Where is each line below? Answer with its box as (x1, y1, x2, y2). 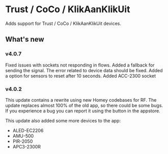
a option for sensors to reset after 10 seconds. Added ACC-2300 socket (5, 73, 156, 79)
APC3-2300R (12, 143, 41, 149)
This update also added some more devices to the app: (5, 117, 121, 124)
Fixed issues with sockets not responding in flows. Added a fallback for (5, 62, 155, 68)
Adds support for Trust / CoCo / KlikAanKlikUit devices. (5, 20, 121, 26)
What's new (5, 35, 44, 44)
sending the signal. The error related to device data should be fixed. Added (5, 67, 163, 73)
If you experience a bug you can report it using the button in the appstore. (5, 108, 160, 114)
